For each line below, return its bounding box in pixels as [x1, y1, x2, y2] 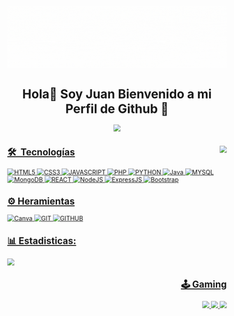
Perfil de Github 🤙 [65, 101, 169, 117]
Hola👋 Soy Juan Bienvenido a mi [22, 86, 212, 102]
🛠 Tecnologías [7, 146, 75, 158]
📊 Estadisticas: [7, 235, 77, 247]
